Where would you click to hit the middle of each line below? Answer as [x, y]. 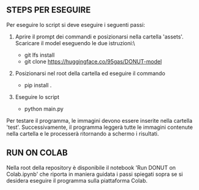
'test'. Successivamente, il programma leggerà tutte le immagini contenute [100, 127]
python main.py [44, 109]
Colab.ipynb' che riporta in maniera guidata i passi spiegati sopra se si [95, 174]
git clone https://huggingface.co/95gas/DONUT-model [93, 61]
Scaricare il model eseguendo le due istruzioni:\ [75, 43]
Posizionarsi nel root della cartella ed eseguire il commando [90, 73]
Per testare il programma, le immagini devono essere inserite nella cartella [99, 120]
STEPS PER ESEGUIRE [49, 10]
